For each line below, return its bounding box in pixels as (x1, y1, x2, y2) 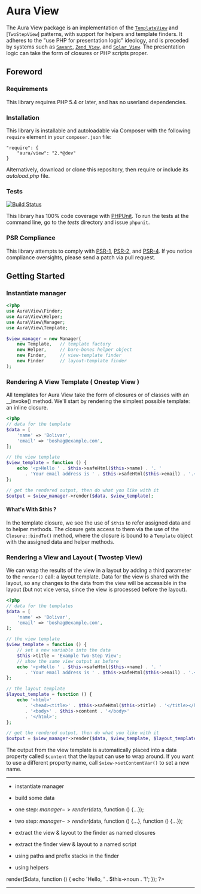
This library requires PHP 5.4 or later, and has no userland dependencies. (6, 98, 187, 105)
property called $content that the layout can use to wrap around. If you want (6, 753, 194, 760)
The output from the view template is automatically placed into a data (6, 747, 177, 754)
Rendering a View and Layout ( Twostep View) (6, 553, 143, 561)
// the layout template (6, 686, 66, 692)
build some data (14, 795, 55, 802)
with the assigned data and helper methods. (6, 538, 115, 546)
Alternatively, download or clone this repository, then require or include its (6, 166, 189, 173)
